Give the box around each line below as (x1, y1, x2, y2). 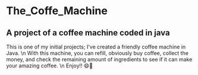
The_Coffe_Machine (6, 4, 108, 18)
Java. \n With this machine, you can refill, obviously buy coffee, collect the (6, 50, 189, 57)
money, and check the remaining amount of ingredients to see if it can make (6, 56, 193, 63)
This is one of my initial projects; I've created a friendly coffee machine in (6, 43, 186, 50)
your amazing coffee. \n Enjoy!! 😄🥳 (6, 62, 93, 69)
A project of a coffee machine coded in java (6, 28, 171, 38)
